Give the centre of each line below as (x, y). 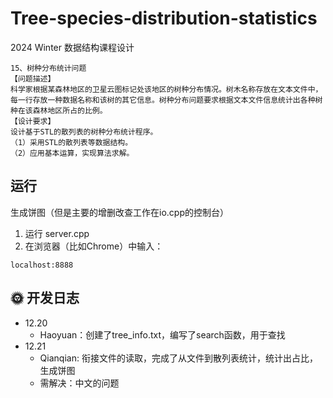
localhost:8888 (42, 265)
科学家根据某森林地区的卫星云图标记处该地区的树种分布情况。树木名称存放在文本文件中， (166, 89)
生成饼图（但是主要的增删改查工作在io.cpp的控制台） (119, 212)
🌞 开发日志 (45, 298)
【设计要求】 (33, 121)
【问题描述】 (33, 78)
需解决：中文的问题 (79, 383)
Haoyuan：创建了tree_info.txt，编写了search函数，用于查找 (162, 334)
